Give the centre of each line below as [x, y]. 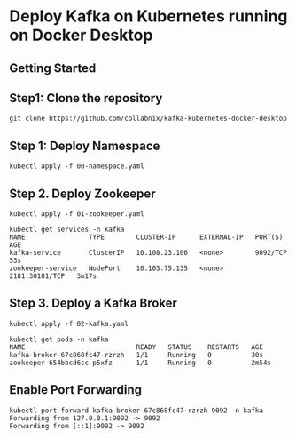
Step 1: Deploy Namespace [85, 145]
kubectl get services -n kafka [67, 230]
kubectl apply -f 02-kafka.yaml [69, 323]
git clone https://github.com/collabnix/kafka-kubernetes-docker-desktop [148, 119]
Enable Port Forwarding [75, 390]
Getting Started [53, 68]
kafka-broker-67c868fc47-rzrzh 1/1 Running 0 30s [136, 355]
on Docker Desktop [81, 35]
